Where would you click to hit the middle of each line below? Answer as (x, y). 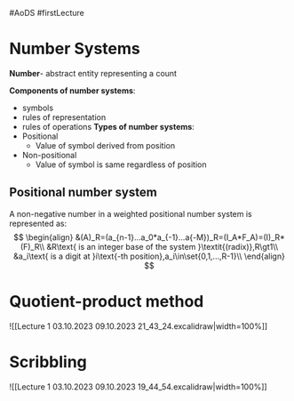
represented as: (38, 223)
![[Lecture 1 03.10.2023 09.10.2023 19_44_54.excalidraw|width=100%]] (139, 387)
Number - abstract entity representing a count (93, 73)
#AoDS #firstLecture (47, 13)
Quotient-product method (107, 301)
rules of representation (64, 117)
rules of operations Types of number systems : (108, 126)
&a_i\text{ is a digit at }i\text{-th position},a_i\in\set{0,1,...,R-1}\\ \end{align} (149, 256)
